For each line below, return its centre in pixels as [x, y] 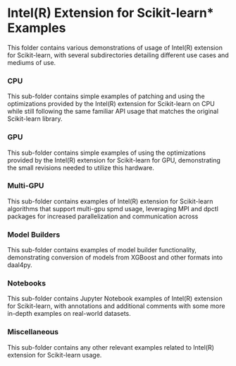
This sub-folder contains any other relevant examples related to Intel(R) [111, 347]
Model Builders [34, 235]
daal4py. [20, 265]
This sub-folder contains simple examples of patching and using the [106, 96]
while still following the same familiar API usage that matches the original [113, 112]
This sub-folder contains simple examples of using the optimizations [107, 153]
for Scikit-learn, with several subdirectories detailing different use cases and [118, 55]
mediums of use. [32, 62]
